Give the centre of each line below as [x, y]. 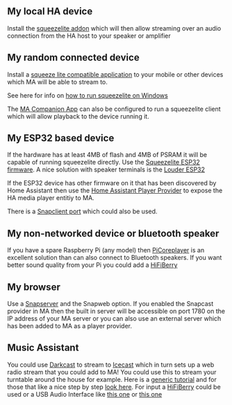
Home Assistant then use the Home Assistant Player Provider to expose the [115, 190]
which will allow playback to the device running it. [78, 116]
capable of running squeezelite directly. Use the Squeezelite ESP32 [103, 162]
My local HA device [50, 12]
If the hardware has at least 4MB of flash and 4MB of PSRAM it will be [107, 155]
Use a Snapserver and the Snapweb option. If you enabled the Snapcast [110, 304]
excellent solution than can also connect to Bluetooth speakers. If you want [115, 258]
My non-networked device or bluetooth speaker [113, 233]
